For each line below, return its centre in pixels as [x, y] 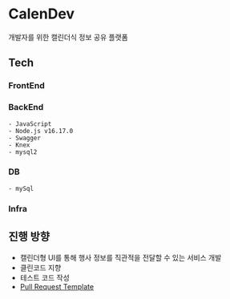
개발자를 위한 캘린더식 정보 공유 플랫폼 [68, 37]
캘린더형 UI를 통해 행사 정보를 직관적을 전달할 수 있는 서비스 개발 [121, 257]
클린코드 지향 [40, 267]
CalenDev [41, 14]
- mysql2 [23, 152]
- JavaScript [30, 124]
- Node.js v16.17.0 [41, 131]
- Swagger [25, 138]
